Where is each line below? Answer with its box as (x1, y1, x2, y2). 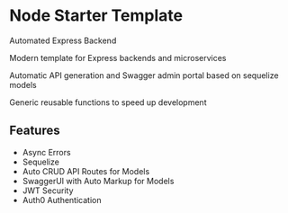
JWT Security (22, 185, 74, 196)
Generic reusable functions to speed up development (9, 96, 207, 108)
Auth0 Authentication (22, 194, 102, 205)
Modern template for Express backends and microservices (9, 52, 227, 63)
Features (9, 123, 60, 138)
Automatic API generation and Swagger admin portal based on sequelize (9, 69, 279, 81)
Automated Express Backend (9, 35, 117, 46)
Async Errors (22, 146, 71, 157)
